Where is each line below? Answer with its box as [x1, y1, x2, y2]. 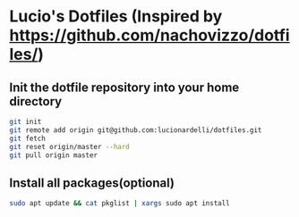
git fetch [9, 134, 47, 143]
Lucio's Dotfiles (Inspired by [9, 6, 223, 27]
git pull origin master [9, 150, 98, 160]
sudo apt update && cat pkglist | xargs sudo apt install [9, 199, 230, 208]
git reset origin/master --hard [9, 142, 130, 151]
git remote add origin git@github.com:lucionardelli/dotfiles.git [9, 125, 262, 135]
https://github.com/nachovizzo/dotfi [9, 25, 290, 46]
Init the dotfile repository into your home [9, 79, 240, 95]
